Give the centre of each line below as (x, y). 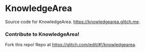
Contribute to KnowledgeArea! (42, 34)
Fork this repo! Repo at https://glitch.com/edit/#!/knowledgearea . (71, 45)
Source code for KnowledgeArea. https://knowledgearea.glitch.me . (73, 22)
